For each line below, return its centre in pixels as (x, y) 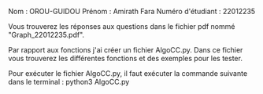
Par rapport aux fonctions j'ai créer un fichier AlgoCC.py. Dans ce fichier (126, 50)
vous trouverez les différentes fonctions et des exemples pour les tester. (125, 58)
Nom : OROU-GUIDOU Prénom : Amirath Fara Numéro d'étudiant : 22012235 (132, 11)
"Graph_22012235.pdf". (46, 35)
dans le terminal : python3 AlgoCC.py (69, 82)
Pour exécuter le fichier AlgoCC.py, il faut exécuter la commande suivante (128, 73)
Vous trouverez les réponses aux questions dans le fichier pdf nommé (122, 26)
